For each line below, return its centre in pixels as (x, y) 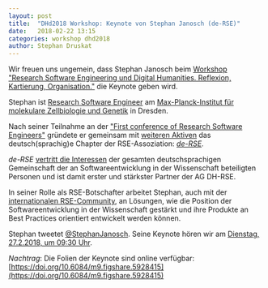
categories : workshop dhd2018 (60, 39)
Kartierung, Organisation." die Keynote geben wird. (93, 87)
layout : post (30, 16)
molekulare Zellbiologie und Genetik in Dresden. (88, 111)
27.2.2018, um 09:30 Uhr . (51, 243)
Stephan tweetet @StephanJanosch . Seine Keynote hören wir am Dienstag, (134, 234)
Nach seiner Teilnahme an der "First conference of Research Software (125, 127)
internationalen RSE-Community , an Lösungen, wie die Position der (120, 201)
